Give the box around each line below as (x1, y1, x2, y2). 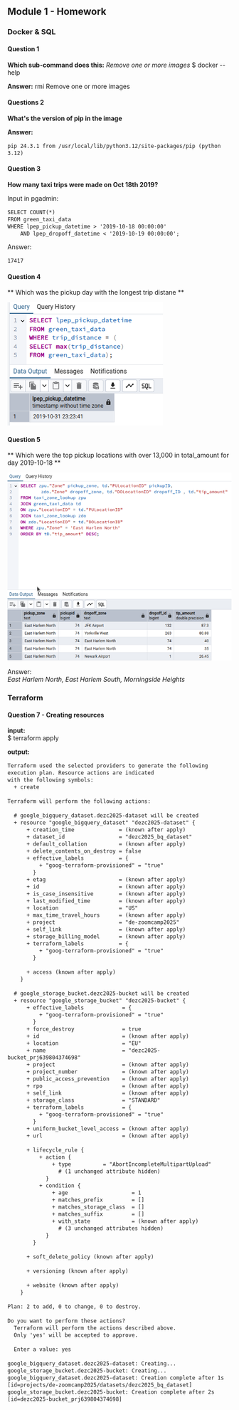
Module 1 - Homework (7, 6, 107, 18)
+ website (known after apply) (26, 1282, 119, 1289)
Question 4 (7, 272, 41, 280)
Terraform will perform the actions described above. (14, 1325, 176, 1332)
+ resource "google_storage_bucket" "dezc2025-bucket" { (14, 997, 186, 1004)
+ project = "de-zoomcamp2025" (26, 919, 180, 926)
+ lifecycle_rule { (26, 1147, 84, 1154)
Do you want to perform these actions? (7, 1317, 126, 1325)
